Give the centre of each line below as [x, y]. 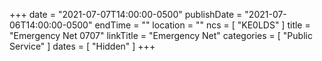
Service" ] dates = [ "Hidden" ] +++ [82, 46]
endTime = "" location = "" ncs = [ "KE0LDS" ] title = [202, 25]
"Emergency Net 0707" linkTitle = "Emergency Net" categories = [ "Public [161, 35]
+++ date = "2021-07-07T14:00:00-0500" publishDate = [126, 14]
